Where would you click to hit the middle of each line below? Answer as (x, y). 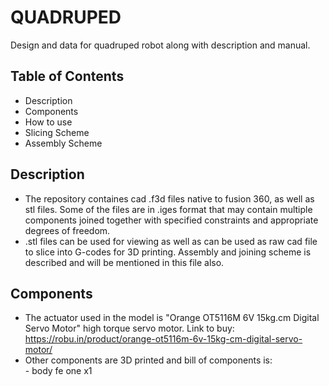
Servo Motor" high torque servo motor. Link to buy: (129, 328)
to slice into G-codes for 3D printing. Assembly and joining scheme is (168, 252)
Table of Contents (67, 76)
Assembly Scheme (63, 143)
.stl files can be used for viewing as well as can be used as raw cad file (171, 241)
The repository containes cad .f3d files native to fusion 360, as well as (169, 198)
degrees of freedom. (67, 230)
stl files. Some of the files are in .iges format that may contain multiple (168, 209)
